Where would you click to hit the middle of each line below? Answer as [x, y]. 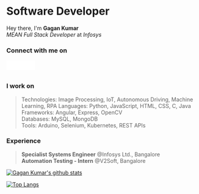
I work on [20, 86]
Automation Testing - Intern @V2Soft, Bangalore [83, 160]
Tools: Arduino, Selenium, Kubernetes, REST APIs [83, 125]
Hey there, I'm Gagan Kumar [43, 28]
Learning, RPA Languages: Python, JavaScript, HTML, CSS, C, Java [106, 106]
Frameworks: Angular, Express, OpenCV [72, 112]
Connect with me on [37, 50]
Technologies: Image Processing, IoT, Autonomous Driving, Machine [107, 99]
